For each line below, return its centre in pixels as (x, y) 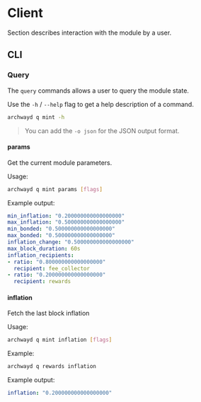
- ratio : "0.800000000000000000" (57, 262)
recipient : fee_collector (52, 268)
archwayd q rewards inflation (52, 367)
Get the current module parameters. (60, 162)
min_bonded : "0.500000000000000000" (61, 229)
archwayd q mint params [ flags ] (55, 189)
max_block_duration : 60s (44, 248)
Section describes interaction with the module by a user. (90, 33)
